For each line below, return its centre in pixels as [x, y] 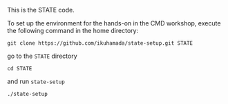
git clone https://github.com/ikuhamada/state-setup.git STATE [100, 43]
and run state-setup [36, 81]
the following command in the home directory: [73, 31]
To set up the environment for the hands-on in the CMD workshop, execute [114, 23]
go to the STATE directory [42, 56]
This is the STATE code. [41, 10]
